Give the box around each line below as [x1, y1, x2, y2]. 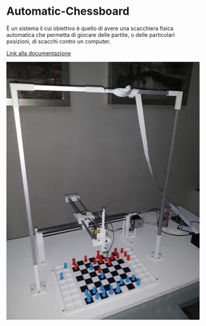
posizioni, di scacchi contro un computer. [6, 37, 111, 45]
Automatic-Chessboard [6, 4, 130, 18]
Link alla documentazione [6, 49, 72, 56]
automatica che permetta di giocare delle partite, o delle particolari [6, 31, 175, 38]
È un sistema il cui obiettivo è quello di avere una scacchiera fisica [6, 25, 174, 32]
